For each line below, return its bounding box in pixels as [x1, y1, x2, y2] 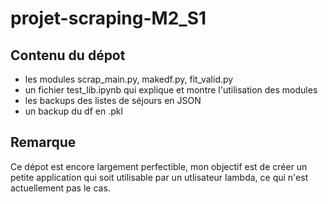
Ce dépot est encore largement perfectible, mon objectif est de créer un [10, 160, 308, 172]
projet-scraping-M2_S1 [10, 7, 207, 30]
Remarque [10, 134, 77, 151]
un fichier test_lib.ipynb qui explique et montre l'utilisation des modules [24, 84, 318, 96]
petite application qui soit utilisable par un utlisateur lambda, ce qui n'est [10, 171, 309, 183]
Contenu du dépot [10, 47, 126, 64]
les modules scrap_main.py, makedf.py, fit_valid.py [24, 73, 234, 85]
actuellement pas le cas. [10, 182, 111, 194]
